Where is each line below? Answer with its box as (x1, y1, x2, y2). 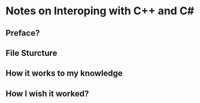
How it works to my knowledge (5, 68, 123, 79)
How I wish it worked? (5, 88, 89, 99)
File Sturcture (5, 48, 57, 58)
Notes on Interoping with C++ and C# (5, 4, 195, 18)
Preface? (5, 28, 40, 38)
